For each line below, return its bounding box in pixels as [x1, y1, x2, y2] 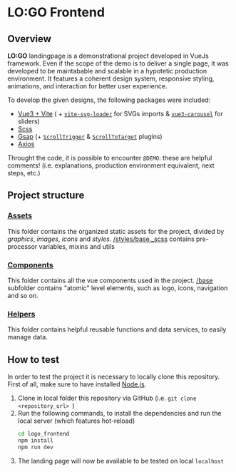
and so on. [7, 291, 39, 299]
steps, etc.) [7, 169, 41, 177]
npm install [17, 436, 53, 444]
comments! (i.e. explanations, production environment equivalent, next [7, 161, 215, 170]
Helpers [7, 309, 36, 319]
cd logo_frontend [17, 431, 70, 438]
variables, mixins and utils [39, 242, 116, 250]
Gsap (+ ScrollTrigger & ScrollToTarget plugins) [17, 133, 163, 140]
